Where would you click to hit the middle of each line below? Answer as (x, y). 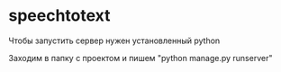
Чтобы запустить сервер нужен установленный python (114, 40)
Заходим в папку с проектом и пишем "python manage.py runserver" (140, 58)
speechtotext (59, 16)
